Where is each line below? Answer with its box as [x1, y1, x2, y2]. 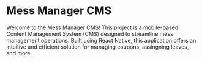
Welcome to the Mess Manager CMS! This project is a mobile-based [6, 24, 179, 31]
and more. [6, 49, 32, 57]
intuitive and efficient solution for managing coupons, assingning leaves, [6, 43, 189, 50]
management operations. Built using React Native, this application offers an [6, 36, 196, 44]
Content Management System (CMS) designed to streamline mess [6, 30, 173, 37]
